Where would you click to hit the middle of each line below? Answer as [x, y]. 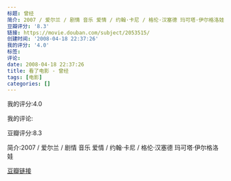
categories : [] [29, 84]
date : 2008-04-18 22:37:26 [46, 64]
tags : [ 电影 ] [25, 77]
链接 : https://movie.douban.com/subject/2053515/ [78, 33]
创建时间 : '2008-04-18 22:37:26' [53, 39]
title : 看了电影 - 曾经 [38, 71]
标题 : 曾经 [21, 13]
